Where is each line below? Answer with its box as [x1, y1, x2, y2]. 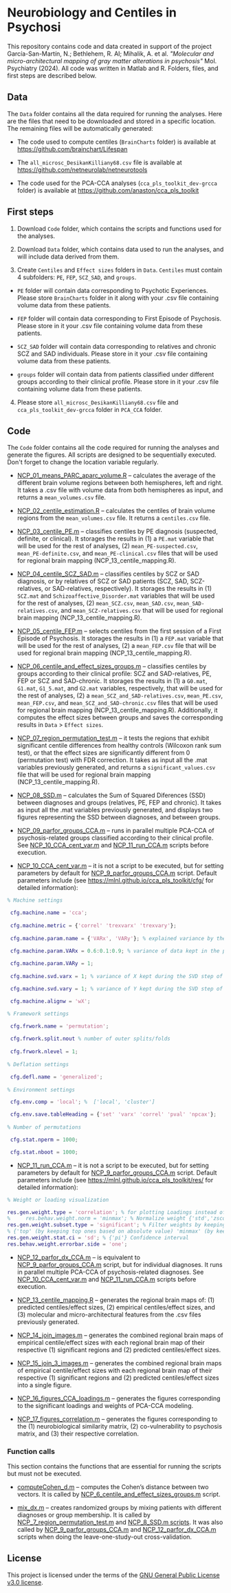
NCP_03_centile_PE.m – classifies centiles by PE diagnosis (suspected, [16, 528, 218, 536]
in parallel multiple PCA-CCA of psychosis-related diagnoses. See [16, 1268, 204, 1276]
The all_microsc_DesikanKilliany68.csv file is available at [16, 158, 182, 166]
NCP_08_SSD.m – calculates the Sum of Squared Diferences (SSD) [16, 791, 206, 799]
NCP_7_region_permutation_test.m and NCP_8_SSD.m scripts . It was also [16, 1518, 223, 1526]
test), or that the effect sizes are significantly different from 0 [16, 748, 190, 757]
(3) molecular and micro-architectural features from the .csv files [16, 1310, 201, 1319]
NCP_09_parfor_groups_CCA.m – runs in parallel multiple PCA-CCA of [16, 827, 214, 835]
